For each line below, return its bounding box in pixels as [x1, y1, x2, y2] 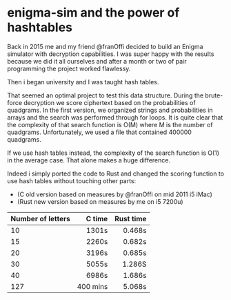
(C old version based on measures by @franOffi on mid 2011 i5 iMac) [17, 190, 212, 198]
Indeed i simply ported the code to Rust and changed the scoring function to [7, 169, 224, 178]
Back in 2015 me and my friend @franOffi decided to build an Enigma [7, 42, 203, 50]
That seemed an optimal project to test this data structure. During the [7, 91, 204, 100]
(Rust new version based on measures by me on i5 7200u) [17, 197, 184, 205]
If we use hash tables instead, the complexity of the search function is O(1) [7, 149, 219, 157]
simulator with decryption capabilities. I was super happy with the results [7, 50, 214, 58]
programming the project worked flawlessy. [7, 64, 131, 73]
